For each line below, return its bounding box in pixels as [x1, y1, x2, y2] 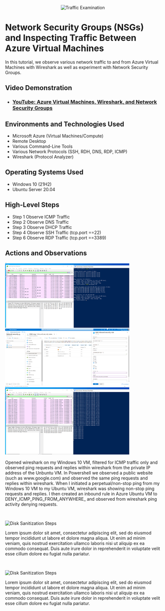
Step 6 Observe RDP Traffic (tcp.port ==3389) [12, 234, 107, 241]
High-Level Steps [5, 201, 60, 209]
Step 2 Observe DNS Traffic [12, 219, 69, 225]
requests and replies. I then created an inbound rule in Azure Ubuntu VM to [5, 490, 158, 497]
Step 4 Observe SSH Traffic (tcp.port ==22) [12, 229, 101, 235]
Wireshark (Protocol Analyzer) [12, 154, 74, 160]
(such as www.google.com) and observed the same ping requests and [5, 475, 148, 481]
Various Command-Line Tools [12, 143, 73, 150]
